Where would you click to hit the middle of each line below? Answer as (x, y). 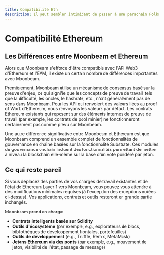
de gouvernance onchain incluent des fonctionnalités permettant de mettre (81, 149)
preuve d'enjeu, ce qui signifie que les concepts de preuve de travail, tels (79, 93)
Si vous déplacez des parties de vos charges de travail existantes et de (76, 182)
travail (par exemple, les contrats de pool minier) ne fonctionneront (72, 119)
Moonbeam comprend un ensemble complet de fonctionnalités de (72, 139)
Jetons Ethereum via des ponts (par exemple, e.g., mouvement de (79, 242)
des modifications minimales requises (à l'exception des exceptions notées (81, 192)
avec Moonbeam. (23, 78)
